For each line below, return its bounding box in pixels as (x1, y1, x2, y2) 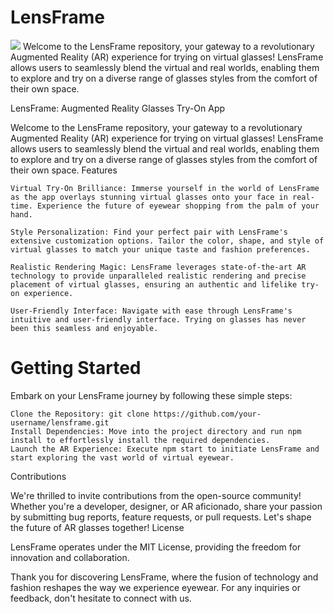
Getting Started (10, 357, 142, 380)
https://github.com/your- (153, 409, 262, 419)
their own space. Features (10, 164, 118, 176)
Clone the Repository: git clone (10, 409, 150, 419)
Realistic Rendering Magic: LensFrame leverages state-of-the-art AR (10, 262, 307, 272)
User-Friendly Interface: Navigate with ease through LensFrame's (10, 306, 293, 316)
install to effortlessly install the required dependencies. (10, 435, 271, 445)
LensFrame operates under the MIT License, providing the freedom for (10, 541, 302, 553)
